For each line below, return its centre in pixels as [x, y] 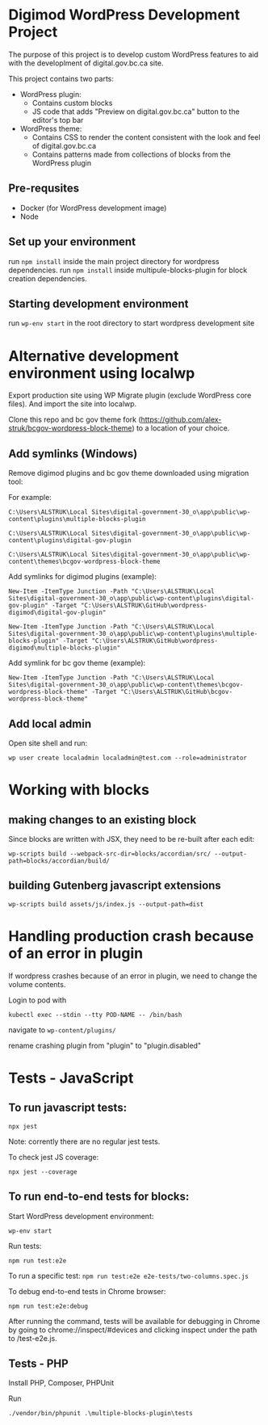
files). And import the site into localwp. [73, 404]
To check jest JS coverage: [54, 1157]
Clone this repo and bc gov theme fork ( [75, 420]
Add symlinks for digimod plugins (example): [83, 577]
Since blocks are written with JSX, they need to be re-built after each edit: [132, 839]
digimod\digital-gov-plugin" [57, 613]
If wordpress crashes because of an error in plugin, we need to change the [133, 976]
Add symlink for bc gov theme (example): [77, 663]
